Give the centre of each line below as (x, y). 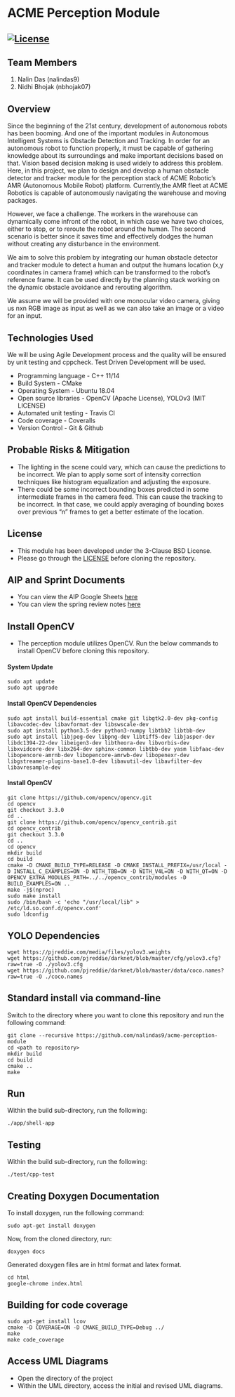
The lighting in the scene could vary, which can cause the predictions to (121, 467)
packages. (22, 201)
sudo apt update (31, 682)
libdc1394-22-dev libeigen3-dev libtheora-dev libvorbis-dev (99, 743)
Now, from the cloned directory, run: (60, 1238)
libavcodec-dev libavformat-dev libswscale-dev (78, 724)
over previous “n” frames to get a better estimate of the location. (111, 512)
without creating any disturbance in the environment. (84, 244)
